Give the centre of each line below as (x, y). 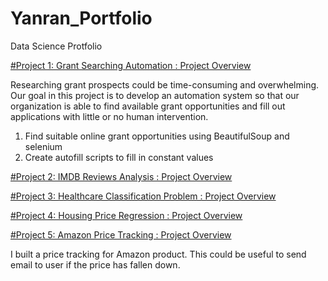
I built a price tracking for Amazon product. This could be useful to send (158, 254)
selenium (43, 146)
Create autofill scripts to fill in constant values (119, 157)
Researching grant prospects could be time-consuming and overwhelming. (165, 84)
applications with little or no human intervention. (109, 116)
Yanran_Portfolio (81, 18)
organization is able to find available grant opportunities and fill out (148, 106)
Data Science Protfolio (56, 46)
